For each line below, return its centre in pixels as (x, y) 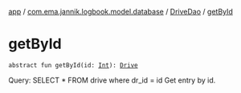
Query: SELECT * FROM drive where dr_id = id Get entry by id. (112, 80)
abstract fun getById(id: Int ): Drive (73, 65)
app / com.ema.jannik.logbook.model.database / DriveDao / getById (120, 12)
